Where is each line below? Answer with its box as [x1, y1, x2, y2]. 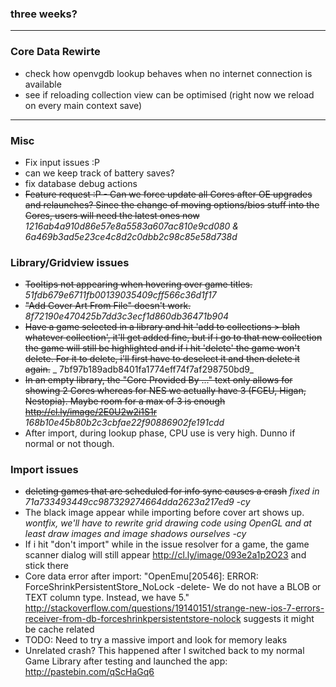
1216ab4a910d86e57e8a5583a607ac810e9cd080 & [24, 220, 240, 232]
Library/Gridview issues [10, 255, 130, 269]
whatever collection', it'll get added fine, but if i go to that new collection [24, 332, 323, 344]
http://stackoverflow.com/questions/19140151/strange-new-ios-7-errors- [24, 602, 325, 614]
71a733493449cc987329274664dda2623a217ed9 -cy [24, 496, 251, 508]
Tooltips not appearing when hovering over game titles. [24, 278, 253, 291]
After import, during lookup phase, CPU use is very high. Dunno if [24, 427, 296, 439]
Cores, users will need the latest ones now [24, 209, 200, 221]
